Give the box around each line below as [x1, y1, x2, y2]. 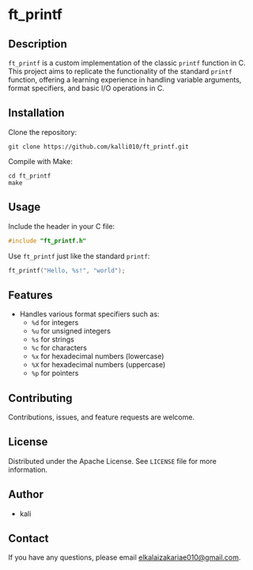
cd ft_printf [8, 172, 51, 180]
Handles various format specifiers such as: [19, 309, 160, 319]
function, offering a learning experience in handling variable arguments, [8, 75, 242, 84]
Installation [8, 106, 65, 120]
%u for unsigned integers [31, 327, 111, 336]
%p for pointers [31, 369, 79, 378]
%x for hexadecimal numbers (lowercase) [31, 351, 164, 362]
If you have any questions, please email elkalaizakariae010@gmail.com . [8, 553, 241, 562]
